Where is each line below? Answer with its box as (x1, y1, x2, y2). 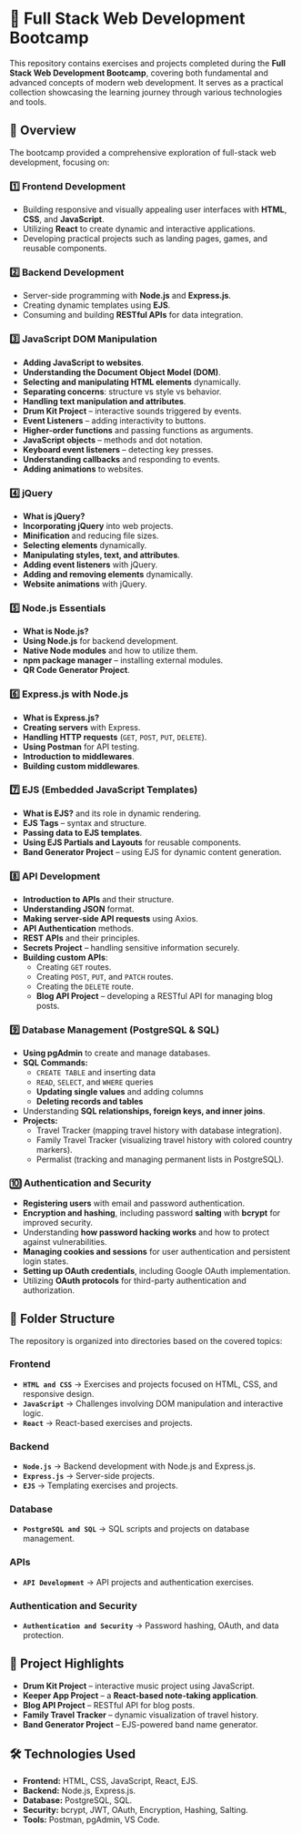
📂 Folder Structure (9, 1311, 116, 1327)
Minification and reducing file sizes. (22, 530, 159, 541)
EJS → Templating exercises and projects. (22, 1480, 179, 1492)
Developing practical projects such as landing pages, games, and (22, 233, 268, 244)
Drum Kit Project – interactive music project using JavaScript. (22, 1680, 255, 1691)
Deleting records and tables (35, 1096, 144, 1107)
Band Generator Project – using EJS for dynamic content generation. (22, 846, 282, 857)
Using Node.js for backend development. (22, 636, 179, 647)
